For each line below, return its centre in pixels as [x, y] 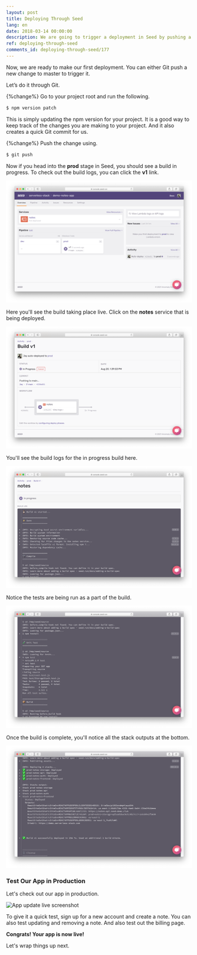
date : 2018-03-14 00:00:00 [39, 31]
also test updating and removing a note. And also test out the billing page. [96, 923]
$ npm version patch [32, 108]
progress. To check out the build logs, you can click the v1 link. [83, 172]
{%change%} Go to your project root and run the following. [78, 96]
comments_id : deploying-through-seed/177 [58, 50]
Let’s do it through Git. [33, 85]
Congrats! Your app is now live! [45, 934]
